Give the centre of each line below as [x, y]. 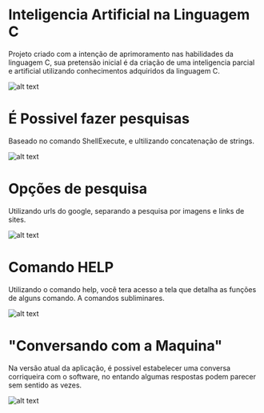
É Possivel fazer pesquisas [99, 119]
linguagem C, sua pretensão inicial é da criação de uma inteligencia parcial [132, 62]
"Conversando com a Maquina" [115, 345]
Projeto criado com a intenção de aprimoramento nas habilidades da [121, 54]
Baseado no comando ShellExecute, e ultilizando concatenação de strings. [131, 141]
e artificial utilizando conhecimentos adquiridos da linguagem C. [114, 70]
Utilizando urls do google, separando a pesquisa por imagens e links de [126, 211]
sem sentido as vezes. [45, 385]
